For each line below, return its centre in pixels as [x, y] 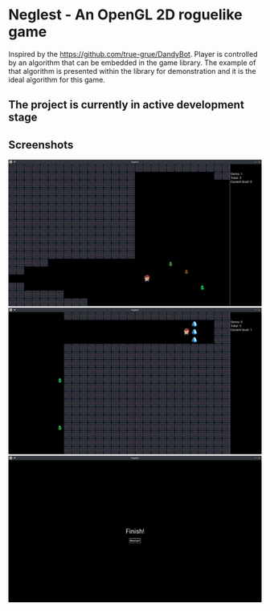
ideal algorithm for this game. [57, 79]
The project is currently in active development [127, 105]
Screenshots [41, 145]
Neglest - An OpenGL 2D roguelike [125, 15]
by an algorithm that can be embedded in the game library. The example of [132, 63]
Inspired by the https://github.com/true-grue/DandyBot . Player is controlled [133, 54]
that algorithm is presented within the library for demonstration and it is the [132, 71]
